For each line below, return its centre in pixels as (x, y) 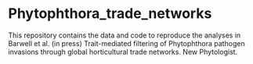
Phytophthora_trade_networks (110, 14)
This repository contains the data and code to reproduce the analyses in (125, 35)
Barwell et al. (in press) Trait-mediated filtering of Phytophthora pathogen (127, 43)
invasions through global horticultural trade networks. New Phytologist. (123, 52)
